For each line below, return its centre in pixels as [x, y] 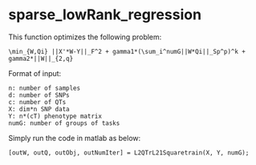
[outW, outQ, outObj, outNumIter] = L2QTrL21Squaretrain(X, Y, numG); [129, 153]
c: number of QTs [37, 102]
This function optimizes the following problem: [85, 37]
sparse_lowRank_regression [105, 15]
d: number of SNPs [39, 95]
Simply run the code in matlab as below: [75, 138]
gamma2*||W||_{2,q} [41, 58]
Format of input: [35, 73]
